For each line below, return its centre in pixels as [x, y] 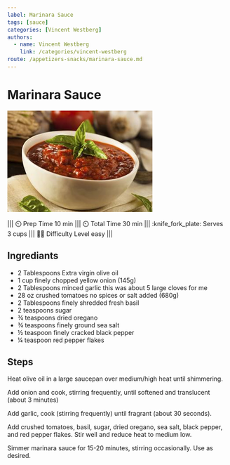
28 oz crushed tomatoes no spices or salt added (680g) [98, 295]
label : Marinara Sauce [40, 15]
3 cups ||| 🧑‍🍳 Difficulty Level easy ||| [60, 234]
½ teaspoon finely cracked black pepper [76, 332]
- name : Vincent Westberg [52, 45]
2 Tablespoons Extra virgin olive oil [68, 273]
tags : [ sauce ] [28, 22]
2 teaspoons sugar [45, 310]
